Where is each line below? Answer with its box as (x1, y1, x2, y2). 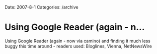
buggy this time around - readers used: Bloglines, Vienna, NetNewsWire (4, 43, 152, 49)
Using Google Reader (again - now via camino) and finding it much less (4, 38, 151, 44)
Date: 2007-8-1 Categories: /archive (4, 4, 78, 10)
